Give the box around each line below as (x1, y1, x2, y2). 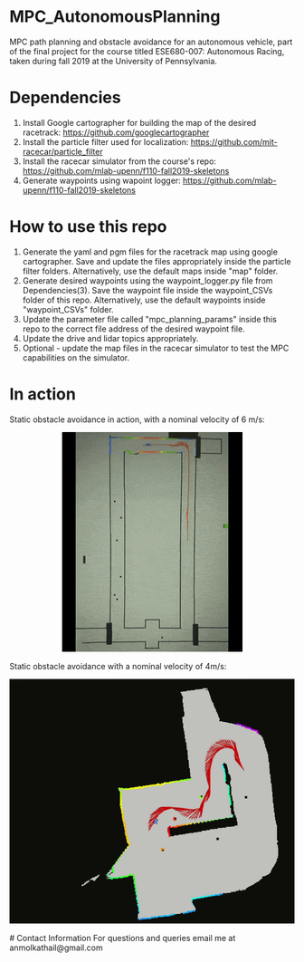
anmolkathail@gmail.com (9, 942, 103, 953)
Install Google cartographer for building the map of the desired (22, 117, 257, 128)
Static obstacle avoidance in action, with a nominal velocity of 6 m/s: (9, 414, 265, 425)
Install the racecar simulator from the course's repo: (22, 156, 217, 167)
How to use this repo (9, 216, 167, 237)
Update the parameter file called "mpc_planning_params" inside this (22, 313, 278, 324)
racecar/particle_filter (22, 146, 103, 157)
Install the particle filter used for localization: (22, 136, 189, 147)
